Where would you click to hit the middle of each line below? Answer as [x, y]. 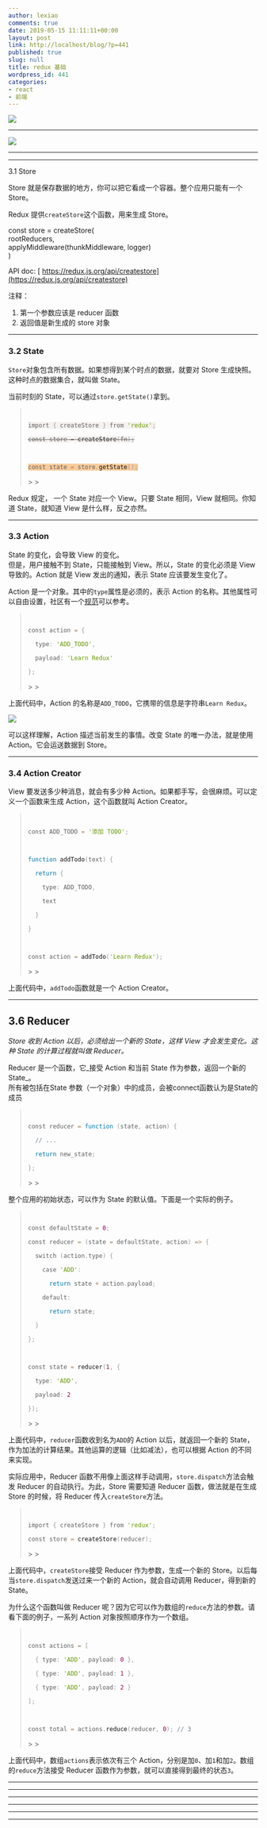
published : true [35, 52]
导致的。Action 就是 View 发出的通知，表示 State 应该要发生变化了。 [120, 574]
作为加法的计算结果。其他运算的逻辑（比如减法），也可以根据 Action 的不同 [130, 1449]
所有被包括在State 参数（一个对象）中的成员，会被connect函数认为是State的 [133, 1087]
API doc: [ [25, 271]
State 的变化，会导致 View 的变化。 [66, 554]
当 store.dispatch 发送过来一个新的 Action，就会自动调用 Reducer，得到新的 [132, 1580]
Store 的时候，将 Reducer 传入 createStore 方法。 [88, 1496]
